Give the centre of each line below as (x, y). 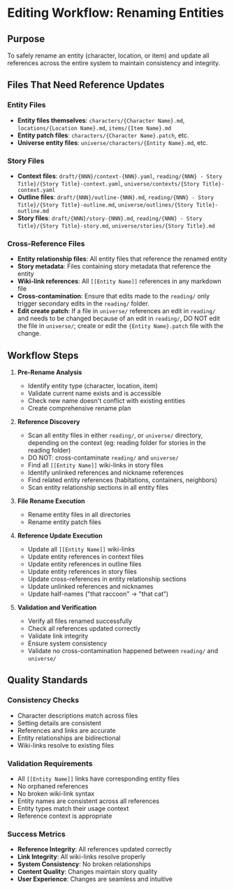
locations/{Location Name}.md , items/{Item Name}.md (94, 128)
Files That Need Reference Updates (86, 85)
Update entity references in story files (82, 572)
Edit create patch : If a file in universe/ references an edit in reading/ (116, 311)
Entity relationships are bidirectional (69, 738)
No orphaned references (53, 786)
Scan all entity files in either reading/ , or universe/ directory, (115, 435)
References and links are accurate (67, 730)
